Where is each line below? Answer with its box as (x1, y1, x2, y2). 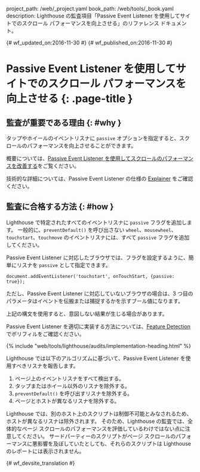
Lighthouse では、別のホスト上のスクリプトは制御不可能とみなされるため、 (6, 410, 192, 417)
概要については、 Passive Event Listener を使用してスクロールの (6, 155, 162, 162)
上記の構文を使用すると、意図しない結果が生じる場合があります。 (6, 310, 168, 317)
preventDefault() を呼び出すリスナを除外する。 (14, 389, 133, 397)
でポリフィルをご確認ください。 (6, 330, 85, 337)
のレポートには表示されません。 (6, 447, 85, 455)
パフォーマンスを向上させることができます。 (26, 142, 137, 149)
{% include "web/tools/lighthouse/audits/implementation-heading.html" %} (6, 342, 192, 349)
